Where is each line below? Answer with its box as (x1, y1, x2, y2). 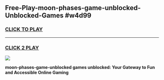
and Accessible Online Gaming (5, 69, 69, 75)
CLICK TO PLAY (5, 26, 43, 33)
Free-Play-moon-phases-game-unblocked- (5, 4, 141, 12)
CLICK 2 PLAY (5, 44, 39, 51)
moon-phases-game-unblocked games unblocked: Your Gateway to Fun (5, 64, 155, 70)
